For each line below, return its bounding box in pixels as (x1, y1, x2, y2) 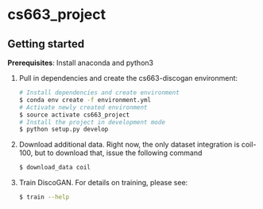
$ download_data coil (18, 164, 91, 172)
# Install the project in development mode (18, 118, 166, 126)
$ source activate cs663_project (18, 111, 130, 119)
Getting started (7, 37, 85, 51)
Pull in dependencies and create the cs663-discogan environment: (18, 74, 238, 82)
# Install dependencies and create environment (18, 89, 180, 97)
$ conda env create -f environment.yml (18, 96, 152, 104)
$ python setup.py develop (18, 125, 109, 134)
